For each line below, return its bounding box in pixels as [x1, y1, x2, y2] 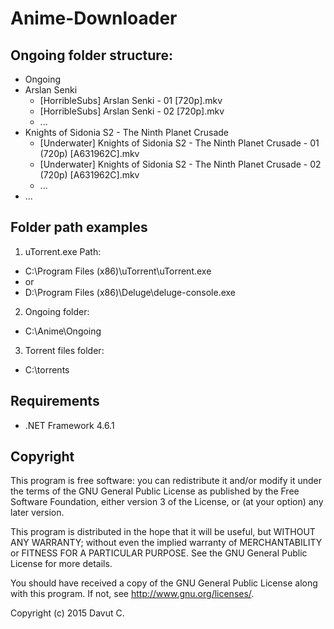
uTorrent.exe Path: [24, 245, 102, 257]
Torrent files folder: [24, 344, 105, 356]
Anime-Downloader [10, 7, 178, 30]
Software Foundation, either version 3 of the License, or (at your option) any [10, 496, 324, 508]
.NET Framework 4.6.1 [24, 419, 115, 431]
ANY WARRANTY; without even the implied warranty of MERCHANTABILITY [10, 537, 323, 549]
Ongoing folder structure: [10, 47, 173, 64]
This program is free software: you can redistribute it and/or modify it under [10, 475, 322, 487]
